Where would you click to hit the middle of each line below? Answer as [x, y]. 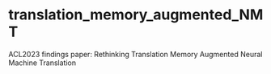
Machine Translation [42, 63]
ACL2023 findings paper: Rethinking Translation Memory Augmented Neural [135, 54]
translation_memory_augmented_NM [136, 15]
